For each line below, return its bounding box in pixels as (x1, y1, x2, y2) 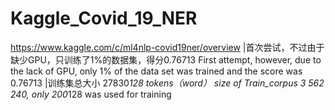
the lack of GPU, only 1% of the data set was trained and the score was (10, 65, 303, 77)
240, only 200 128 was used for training (10, 88, 172, 100)
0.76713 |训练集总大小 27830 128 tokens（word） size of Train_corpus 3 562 (10, 77, 325, 89)
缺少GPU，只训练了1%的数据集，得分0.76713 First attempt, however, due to (10, 53, 322, 66)
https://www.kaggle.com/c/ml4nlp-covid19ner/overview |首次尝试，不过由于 (10, 41, 325, 53)
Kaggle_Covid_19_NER (10, 7, 198, 30)
